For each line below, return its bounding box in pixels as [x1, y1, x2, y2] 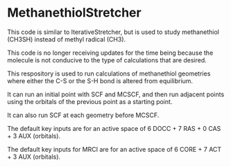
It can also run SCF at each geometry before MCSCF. [7, 111, 160, 119]
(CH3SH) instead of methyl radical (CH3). [7, 35, 126, 43]
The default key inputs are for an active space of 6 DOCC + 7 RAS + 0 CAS [7, 124, 221, 132]
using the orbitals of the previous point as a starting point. [7, 97, 173, 105]
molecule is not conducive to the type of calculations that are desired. [7, 55, 207, 64]
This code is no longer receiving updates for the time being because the [7, 49, 214, 57]
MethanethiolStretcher [7, 5, 142, 21]
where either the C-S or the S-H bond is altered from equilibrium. [7, 76, 193, 85]
